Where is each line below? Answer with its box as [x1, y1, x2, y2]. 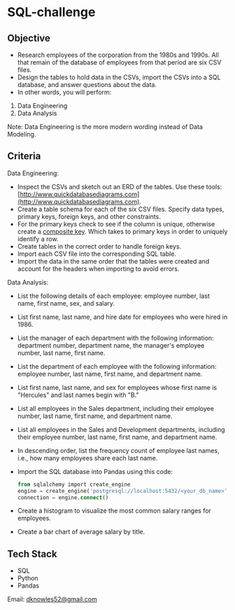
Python [17, 574, 38, 583]
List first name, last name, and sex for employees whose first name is [17, 383, 218, 391]
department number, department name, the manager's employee [17, 341, 205, 349]
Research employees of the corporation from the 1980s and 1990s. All [17, 50, 219, 59]
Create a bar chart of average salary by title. [17, 527, 145, 536]
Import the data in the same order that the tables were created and [17, 257, 210, 265]
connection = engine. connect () [17, 494, 109, 501]
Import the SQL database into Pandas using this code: [17, 467, 173, 475]
